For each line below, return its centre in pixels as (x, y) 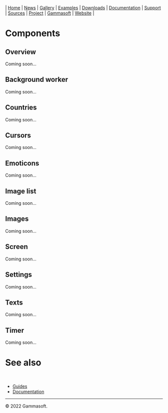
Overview (21, 52)
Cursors (18, 135)
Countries (21, 108)
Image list (21, 191)
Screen (17, 247)
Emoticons (22, 163)
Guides (20, 386)
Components (33, 33)
